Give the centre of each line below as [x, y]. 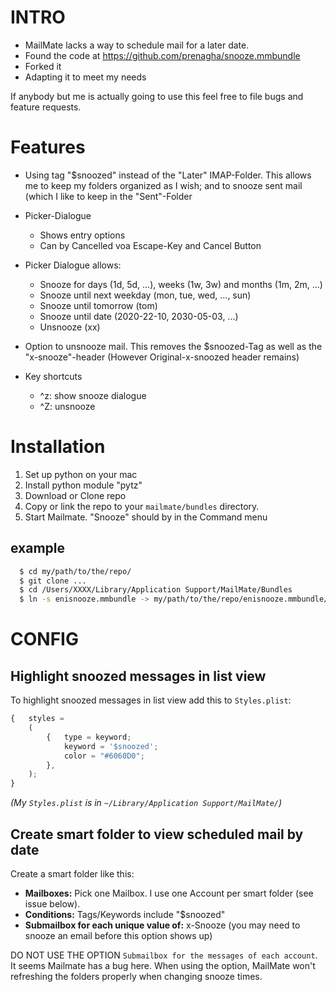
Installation [58, 447]
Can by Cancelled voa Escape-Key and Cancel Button [150, 245]
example [38, 548]
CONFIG [44, 639]
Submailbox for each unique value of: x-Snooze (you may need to [162, 925]
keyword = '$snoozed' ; [111, 746]
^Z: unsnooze [67, 406]
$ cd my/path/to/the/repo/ [75, 571]
